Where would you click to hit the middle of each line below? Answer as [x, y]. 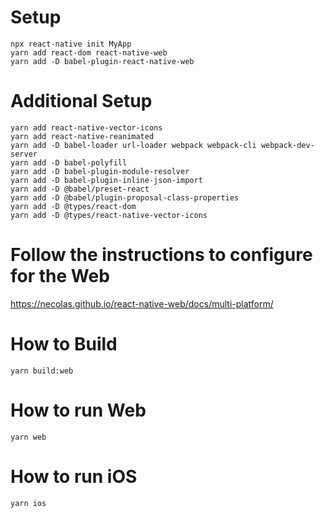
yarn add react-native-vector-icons [86, 127]
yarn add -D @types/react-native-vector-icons [109, 215]
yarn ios [28, 503]
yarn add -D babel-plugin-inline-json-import [106, 180]
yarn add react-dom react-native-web [89, 52]
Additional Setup [81, 101]
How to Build [64, 344]
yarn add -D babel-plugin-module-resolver [100, 171]
